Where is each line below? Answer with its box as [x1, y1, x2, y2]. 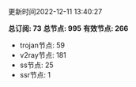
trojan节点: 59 [19, 40, 66, 50]
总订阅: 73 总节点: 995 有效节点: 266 [8, 24, 129, 33]
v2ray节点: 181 [19, 51, 67, 59]
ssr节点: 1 [19, 70, 51, 79]
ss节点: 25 [19, 60, 54, 70]
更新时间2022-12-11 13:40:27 [8, 7, 103, 16]
